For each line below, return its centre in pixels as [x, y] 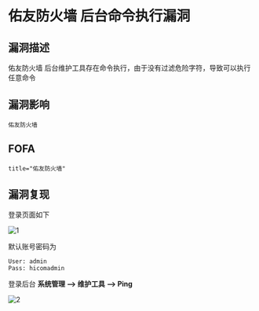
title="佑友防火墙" [37, 168]
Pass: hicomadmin [36, 269]
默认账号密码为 [32, 247]
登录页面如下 [29, 215]
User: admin [27, 262]
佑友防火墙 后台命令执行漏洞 [99, 16]
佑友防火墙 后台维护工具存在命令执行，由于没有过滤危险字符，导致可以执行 [129, 68]
